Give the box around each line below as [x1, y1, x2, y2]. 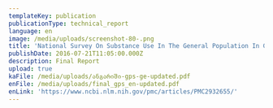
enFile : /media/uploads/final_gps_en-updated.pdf [8, 80, 180, 88]
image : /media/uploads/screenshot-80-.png [8, 34, 154, 43]
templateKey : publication [8, 11, 96, 20]
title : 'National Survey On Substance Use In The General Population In [8, 42, 260, 50]
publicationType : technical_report [8, 19, 129, 28]
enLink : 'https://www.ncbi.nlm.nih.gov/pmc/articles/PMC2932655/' [8, 87, 238, 96]
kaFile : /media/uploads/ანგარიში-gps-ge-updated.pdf [8, 72, 191, 80]
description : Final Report [8, 58, 100, 66]
